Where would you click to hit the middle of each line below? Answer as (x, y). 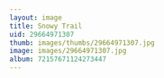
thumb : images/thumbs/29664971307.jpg (82, 43)
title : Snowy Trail (46, 26)
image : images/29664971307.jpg (68, 51)
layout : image (36, 17)
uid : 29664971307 (42, 34)
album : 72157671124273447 (58, 59)
